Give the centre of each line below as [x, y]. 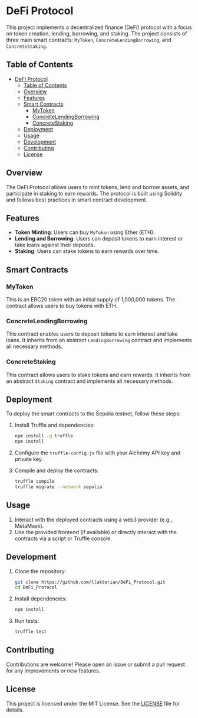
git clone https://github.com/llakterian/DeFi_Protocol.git [90, 582]
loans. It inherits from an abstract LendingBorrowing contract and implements [99, 340]
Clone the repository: [40, 571]
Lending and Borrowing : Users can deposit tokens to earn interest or [99, 239]
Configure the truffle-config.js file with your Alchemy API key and [98, 453]
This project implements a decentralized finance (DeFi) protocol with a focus [99, 27]
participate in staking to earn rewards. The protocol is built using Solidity [94, 193]
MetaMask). [29, 526]
